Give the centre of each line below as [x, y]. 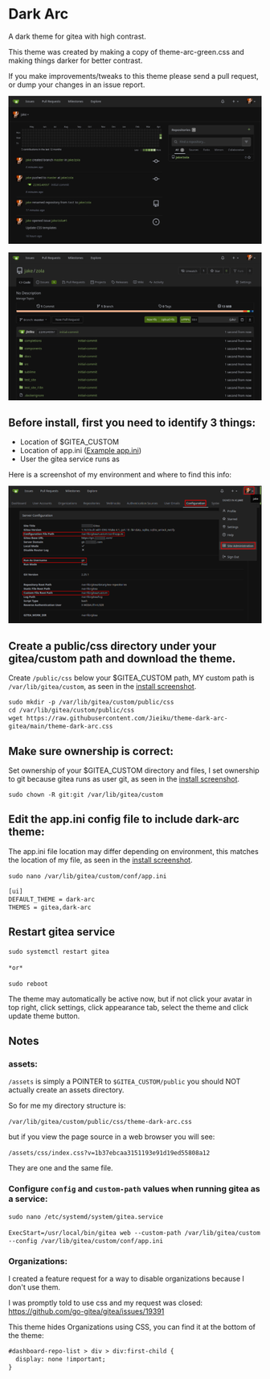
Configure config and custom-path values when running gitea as [134, 1189]
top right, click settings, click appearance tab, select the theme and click [129, 1007]
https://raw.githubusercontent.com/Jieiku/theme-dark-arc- [127, 718]
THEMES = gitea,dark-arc [50, 907]
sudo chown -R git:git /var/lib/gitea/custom [86, 795]
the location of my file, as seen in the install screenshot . [100, 860]
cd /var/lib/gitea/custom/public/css [72, 710]
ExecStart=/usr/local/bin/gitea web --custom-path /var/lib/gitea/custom [135, 1232]
